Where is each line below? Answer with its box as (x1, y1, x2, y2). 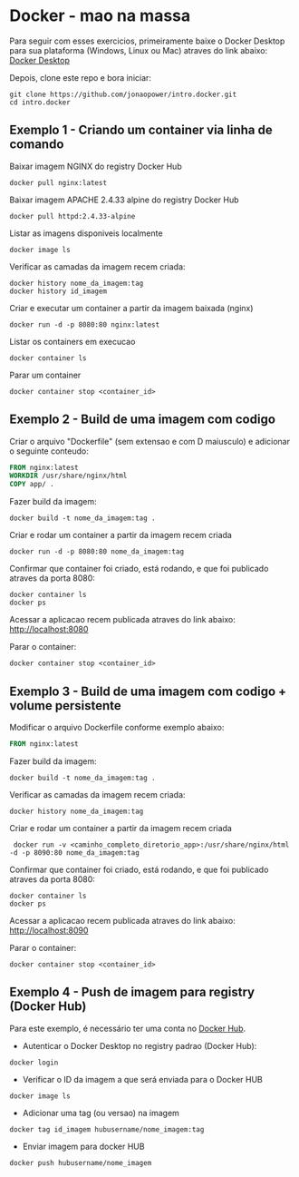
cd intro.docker (9, 97, 71, 107)
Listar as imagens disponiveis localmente (9, 228, 163, 239)
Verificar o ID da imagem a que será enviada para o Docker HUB (22, 1074, 263, 1084)
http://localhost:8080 (9, 623, 89, 635)
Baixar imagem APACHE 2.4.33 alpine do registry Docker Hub (9, 194, 239, 205)
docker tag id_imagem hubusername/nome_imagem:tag (9, 1124, 205, 1134)
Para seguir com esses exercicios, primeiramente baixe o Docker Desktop (9, 35, 285, 46)
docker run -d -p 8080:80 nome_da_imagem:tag (9, 547, 184, 556)
